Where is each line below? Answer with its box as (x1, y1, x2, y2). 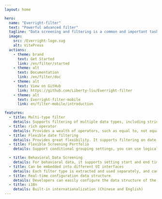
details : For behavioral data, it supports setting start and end (13, 160, 150, 165)
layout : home (4, 7, 31, 12)
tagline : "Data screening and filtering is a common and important (9, 30, 148, 34)
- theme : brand (13, 52, 44, 57)
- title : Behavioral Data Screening (9, 155, 83, 160)
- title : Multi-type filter (9, 115, 66, 120)
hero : (4, 16, 15, 21)
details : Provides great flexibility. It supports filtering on (13, 137, 146, 142)
